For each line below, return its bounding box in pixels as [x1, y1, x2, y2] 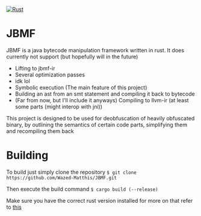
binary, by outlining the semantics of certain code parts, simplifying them [6, 121, 188, 128]
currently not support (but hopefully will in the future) [6, 53, 138, 60]
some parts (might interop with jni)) [14, 103, 103, 110]
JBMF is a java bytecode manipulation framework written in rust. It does [6, 46, 185, 54]
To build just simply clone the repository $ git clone [6, 168, 137, 176]
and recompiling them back [6, 127, 74, 135]
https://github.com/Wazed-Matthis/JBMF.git [6, 174, 117, 181]
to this [6, 203, 22, 211]
